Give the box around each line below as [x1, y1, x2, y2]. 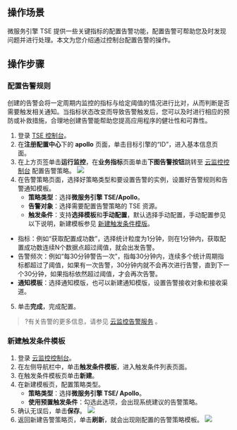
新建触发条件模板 [7, 336, 66, 346]
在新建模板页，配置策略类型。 [17, 380, 104, 388]
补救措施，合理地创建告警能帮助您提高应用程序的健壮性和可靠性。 [19, 116, 212, 125]
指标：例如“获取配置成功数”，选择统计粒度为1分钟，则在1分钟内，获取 [17, 234, 220, 242]
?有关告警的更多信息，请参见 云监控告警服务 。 [24, 317, 162, 326]
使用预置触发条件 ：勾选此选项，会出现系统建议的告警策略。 [28, 398, 202, 406]
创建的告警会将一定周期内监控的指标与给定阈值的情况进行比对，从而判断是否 [7, 98, 230, 107]
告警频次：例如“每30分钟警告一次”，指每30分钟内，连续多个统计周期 [17, 252, 219, 260]
